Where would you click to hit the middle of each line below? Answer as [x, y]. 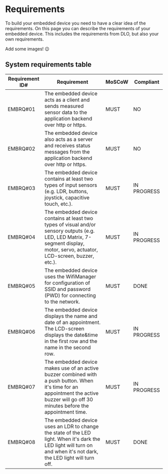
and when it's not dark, [71, 451]
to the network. [62, 301]
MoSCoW [117, 82]
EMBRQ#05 [21, 286]
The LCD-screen [64, 329]
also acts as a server [68, 139]
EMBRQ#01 [21, 109]
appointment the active [71, 393]
